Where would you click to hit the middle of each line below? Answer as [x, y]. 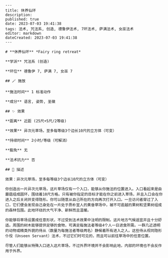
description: [19, 15]
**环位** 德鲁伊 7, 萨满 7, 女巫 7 [39, 71]
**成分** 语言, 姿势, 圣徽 [30, 102]
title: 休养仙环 [21, 11]
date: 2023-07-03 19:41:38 [33, 24]
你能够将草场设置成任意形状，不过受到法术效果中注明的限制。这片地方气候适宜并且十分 [82, 220]
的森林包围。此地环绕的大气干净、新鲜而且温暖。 [48, 210]
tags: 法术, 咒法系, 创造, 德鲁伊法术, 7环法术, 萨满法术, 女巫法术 [69, 29]
